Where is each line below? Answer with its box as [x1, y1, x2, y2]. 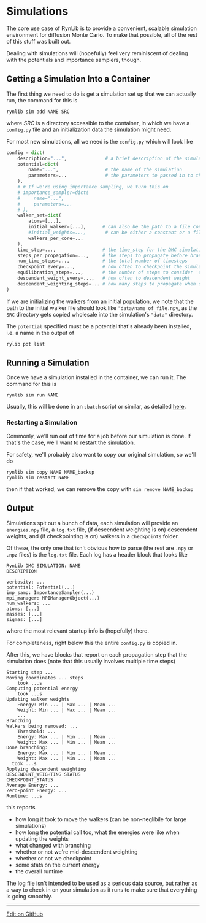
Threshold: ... [17, 728, 56, 735]
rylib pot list [6, 341, 45, 347]
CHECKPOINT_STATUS [6, 776, 53, 783]
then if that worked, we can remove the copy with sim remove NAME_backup [6, 485, 194, 492]
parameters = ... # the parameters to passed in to [28, 172, 193, 179]
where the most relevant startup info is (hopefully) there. [6, 627, 149, 635]
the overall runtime [15, 867, 63, 875]
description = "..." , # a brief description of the [17, 155, 183, 161]
